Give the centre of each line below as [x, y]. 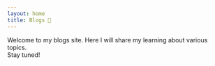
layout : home [26, 14]
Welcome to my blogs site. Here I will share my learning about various [107, 40]
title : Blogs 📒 [29, 20]
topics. [17, 47]
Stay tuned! [24, 55]
